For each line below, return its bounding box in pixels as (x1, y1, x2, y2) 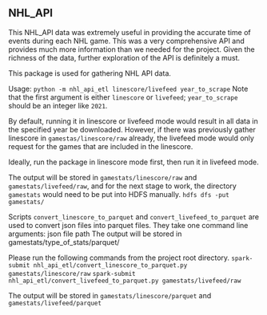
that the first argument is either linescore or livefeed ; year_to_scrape (8, 92, 238, 102)
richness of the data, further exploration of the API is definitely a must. (8, 53, 241, 62)
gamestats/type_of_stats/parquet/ (8, 237, 120, 246)
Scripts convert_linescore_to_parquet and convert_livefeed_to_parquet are (8, 211, 260, 222)
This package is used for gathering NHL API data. (8, 68, 172, 78)
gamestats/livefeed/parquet (8, 299, 102, 307)
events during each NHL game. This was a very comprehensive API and (8, 36, 245, 45)
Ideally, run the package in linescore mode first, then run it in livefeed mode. (8, 157, 259, 167)
